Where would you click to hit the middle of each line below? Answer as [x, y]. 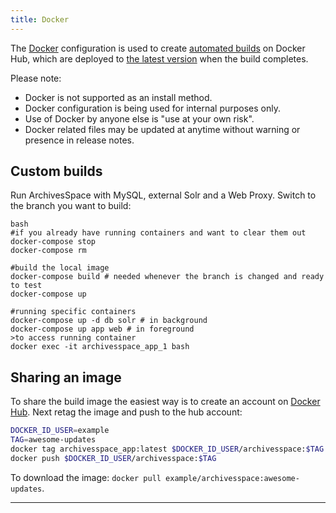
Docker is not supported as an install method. [118, 97]
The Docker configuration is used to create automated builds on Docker [158, 48]
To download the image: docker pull [86, 477]
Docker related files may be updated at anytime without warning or [162, 129]
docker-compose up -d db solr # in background [109, 321]
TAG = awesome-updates [53, 440]
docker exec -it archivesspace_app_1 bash [100, 347]
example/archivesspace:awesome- [232, 478]
